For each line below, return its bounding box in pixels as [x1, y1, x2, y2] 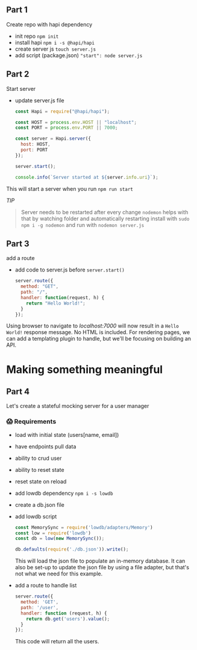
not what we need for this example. [14, 570, 103, 577]
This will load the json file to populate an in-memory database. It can [14, 557, 186, 565]
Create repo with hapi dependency [6, 20, 93, 28]
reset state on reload [14, 478, 67, 485]
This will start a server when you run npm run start [6, 185, 134, 192]
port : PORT [20, 147, 48, 153]
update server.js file [14, 96, 64, 104]
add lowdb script [14, 513, 57, 520]
